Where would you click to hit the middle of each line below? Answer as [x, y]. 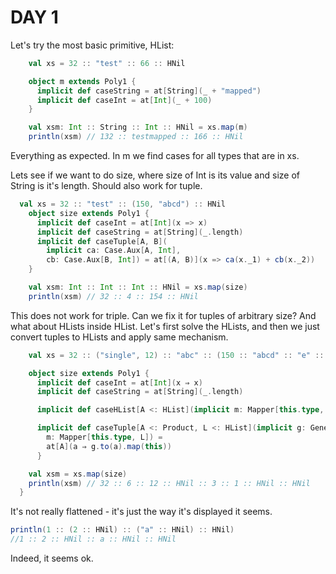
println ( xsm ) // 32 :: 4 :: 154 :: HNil [113, 296]
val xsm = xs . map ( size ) [78, 474]
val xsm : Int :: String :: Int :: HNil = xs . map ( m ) [138, 127]
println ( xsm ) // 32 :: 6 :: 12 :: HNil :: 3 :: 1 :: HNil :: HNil [169, 483]
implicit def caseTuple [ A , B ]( [102, 241]
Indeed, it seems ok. [52, 558]
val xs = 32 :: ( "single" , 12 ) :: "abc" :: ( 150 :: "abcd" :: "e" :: [176, 355]
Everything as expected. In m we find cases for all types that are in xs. [155, 156]
